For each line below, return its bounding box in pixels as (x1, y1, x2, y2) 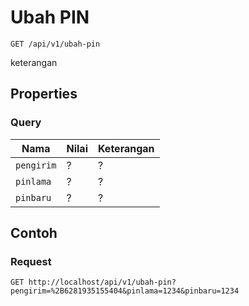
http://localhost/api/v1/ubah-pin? (28, 277, 177, 288)
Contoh (10, 225, 58, 242)
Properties (10, 86, 78, 103)
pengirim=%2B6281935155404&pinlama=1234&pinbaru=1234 (10, 286, 240, 296)
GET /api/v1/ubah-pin (10, 39, 101, 49)
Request (10, 254, 52, 268)
